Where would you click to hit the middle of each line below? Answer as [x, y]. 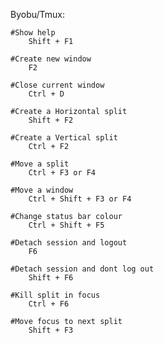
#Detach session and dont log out [82, 269]
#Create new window [51, 59]
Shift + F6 [51, 278]
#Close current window [57, 85]
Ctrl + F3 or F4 [62, 173]
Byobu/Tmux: [38, 14]
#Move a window [42, 190]
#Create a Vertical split [64, 138]
